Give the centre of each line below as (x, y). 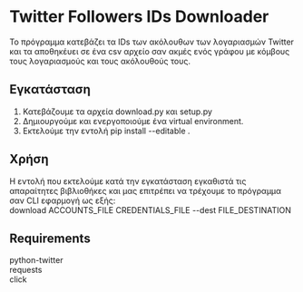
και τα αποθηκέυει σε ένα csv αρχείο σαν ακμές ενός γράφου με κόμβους (150, 51)
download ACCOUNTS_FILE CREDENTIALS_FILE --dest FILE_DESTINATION (151, 209)
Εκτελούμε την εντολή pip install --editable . (106, 131)
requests (26, 270)
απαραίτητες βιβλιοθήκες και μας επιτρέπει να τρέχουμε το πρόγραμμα (146, 190)
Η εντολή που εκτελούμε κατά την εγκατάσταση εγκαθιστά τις (128, 181)
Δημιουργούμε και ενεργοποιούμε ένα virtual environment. (133, 121)
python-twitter (36, 260)
